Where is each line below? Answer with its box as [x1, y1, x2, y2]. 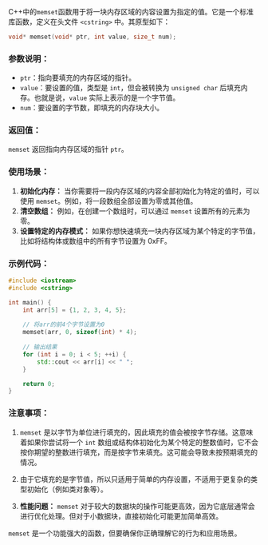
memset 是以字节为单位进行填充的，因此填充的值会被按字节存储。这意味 [19, 427, 254, 437]
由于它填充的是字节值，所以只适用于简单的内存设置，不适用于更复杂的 [19, 474, 251, 483]
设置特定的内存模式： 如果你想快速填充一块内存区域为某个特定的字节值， [19, 226, 260, 236]
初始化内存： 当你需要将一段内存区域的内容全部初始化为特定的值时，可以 [19, 186, 260, 196]
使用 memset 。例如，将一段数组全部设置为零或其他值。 [19, 196, 198, 205]
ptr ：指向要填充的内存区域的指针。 [19, 73, 136, 82]
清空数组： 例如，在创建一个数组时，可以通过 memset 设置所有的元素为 [19, 206, 250, 216]
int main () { [8, 298, 52, 306]
